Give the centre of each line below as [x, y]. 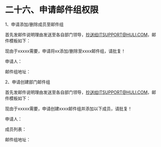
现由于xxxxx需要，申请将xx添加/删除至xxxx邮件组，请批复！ [65, 51]
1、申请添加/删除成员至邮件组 [34, 24]
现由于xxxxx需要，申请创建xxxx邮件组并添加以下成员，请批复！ [69, 108]
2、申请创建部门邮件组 [28, 82]
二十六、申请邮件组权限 [52, 10]
